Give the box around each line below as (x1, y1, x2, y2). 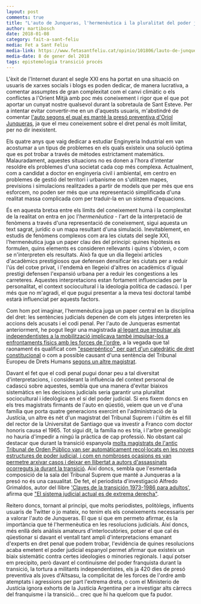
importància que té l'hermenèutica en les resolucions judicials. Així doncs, (6, 521, 189, 528)
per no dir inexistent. (6, 126, 57, 133)
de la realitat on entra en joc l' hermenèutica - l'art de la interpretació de (6, 213, 182, 220)
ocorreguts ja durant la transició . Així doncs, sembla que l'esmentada (6, 465, 177, 472)
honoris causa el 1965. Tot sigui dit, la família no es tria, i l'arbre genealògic (6, 426, 191, 434)
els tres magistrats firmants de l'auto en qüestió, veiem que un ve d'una (6, 401, 183, 408)
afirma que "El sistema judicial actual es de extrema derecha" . (6, 490, 159, 497)
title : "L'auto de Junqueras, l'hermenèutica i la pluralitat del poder (6, 20, 191, 26)
